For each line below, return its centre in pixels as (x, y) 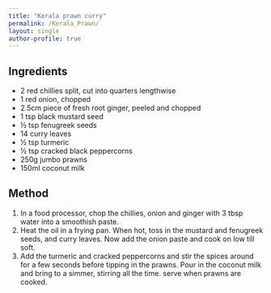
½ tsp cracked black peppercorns (76, 151)
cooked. (34, 282)
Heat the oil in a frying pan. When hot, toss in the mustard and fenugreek (142, 230)
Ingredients (38, 71)
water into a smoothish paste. (70, 221)
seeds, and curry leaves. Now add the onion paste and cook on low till (137, 239)
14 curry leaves (46, 134)
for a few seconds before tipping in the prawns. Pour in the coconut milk (140, 265)
